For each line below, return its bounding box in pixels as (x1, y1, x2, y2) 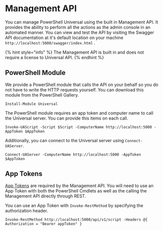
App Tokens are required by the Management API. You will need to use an (5, 183, 154, 189)
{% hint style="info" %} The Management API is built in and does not (5, 49, 144, 55)
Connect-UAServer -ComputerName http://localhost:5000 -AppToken (5, 152, 141, 157)
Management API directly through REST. (5, 193, 87, 199)
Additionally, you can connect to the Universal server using (5, 137, 124, 143)
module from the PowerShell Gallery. (5, 92, 79, 98)
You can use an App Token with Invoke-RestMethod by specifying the (5, 202, 143, 208)
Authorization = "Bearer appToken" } (5, 221, 82, 226)
